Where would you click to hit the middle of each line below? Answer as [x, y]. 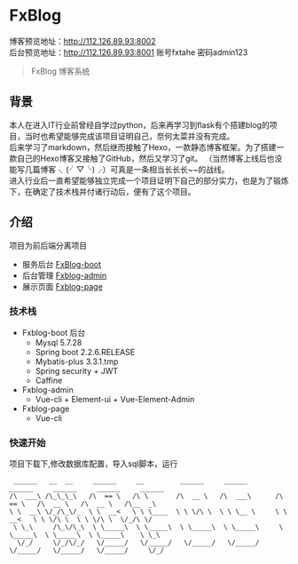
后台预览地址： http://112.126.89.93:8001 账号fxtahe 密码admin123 [129, 52]
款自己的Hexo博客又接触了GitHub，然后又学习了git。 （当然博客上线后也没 [146, 158]
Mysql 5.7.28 [59, 342]
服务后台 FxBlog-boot [62, 264]
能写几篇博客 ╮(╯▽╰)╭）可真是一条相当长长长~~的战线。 [119, 169]
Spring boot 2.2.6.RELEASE [85, 352]
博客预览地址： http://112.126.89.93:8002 [83, 41]
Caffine [49, 380]
